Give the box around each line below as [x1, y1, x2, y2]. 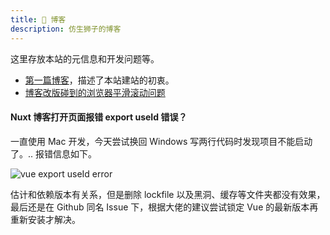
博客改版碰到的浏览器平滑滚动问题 [24, 86, 166, 98]
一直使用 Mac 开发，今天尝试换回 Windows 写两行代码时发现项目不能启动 [10, 135, 313, 147]
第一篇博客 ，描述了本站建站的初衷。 [24, 74, 175, 86]
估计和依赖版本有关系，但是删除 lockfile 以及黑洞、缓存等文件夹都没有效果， [10, 188, 326, 200]
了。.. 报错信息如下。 [10, 147, 98, 160]
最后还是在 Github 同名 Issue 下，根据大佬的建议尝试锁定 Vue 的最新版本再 [10, 201, 319, 213]
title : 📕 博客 [10, 14, 67, 25]
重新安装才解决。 [10, 213, 81, 225]
